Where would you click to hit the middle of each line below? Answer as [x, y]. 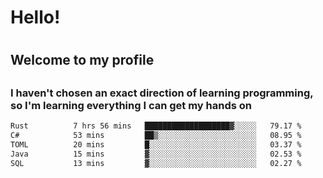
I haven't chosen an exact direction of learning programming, [162, 93]
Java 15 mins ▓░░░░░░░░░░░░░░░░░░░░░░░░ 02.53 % [156, 154]
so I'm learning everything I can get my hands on [131, 105]
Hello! [35, 17]
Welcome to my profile [82, 60]
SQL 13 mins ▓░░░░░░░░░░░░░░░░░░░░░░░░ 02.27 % [156, 163]
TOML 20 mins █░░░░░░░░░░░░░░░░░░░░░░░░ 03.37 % [156, 144]
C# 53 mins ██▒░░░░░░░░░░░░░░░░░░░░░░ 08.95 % [156, 136]
